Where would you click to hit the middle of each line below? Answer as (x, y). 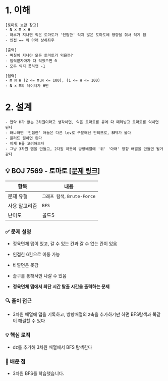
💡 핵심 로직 (18, 335)
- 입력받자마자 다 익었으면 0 (31, 61)
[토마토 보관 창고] (22, 25)
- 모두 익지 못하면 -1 (25, 66)
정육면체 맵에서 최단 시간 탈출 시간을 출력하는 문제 (61, 287)
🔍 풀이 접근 (18, 301)
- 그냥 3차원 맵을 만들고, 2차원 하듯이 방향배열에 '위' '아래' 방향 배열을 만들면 (80, 149)
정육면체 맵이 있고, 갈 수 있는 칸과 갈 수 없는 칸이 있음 (65, 244)
